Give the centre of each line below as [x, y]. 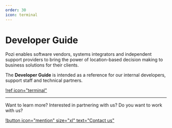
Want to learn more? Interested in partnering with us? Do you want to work [84, 105]
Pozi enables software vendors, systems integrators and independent [79, 54]
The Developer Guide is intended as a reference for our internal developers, [85, 75]
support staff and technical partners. [44, 80]
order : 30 [16, 10]
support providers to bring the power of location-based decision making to [84, 60]
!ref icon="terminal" [26, 91]
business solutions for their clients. [42, 65]
